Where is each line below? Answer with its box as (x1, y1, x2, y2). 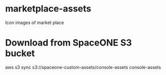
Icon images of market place (5, 19, 64, 25)
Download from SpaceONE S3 (5, 37, 132, 48)
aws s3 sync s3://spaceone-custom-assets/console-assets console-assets (5, 64, 161, 70)
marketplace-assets (5, 3, 91, 14)
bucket (5, 48, 35, 59)
